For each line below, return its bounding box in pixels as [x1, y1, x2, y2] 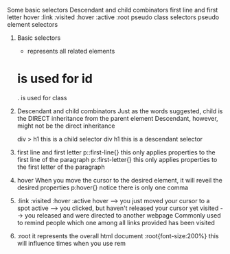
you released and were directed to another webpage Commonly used [25, 211, 221, 219]
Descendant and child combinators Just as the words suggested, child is [16, 106, 223, 115]
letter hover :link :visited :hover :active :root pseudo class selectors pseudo [7, 13, 220, 21]
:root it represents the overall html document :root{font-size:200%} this [16, 231, 219, 240]
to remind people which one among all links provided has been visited [16, 218, 215, 227]
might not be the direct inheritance [16, 122, 115, 130]
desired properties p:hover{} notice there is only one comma [16, 183, 189, 192]
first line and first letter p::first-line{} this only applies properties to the [16, 148, 216, 157]
